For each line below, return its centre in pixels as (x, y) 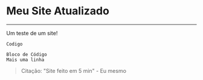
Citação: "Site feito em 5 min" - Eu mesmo (74, 70)
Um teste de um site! (32, 33)
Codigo (14, 44)
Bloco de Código (27, 54)
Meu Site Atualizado (58, 11)
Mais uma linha (25, 60)
